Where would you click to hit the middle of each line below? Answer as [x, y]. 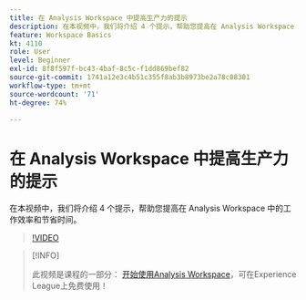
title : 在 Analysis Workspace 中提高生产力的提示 [99, 18]
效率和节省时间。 [49, 220]
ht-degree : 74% [38, 103]
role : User [30, 52]
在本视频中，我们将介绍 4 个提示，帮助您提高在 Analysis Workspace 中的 [147, 208]
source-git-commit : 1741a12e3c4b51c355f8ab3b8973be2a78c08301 [130, 78]
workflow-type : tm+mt [51, 86]
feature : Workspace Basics [61, 35]
